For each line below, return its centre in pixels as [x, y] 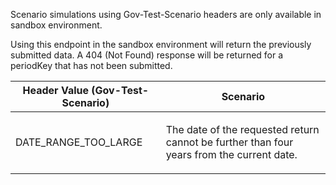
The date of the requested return [242, 129]
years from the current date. [231, 154]
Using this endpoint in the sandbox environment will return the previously [161, 44]
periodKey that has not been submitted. [91, 65]
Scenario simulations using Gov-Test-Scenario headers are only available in [166, 14]
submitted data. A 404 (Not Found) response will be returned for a [147, 55]
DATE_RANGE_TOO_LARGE [79, 142]
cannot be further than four [229, 142]
